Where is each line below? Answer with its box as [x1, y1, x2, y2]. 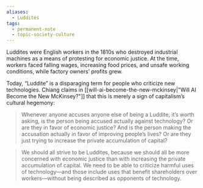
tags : [6, 20, 20, 26]
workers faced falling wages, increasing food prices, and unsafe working [6, 62, 190, 69]
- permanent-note [12, 26, 56, 32]
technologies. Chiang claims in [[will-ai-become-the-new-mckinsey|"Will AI [6, 86, 197, 93]
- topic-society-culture [12, 32, 75, 38]
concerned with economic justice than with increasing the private [21, 155, 186, 162]
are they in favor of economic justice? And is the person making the [21, 124, 191, 131]
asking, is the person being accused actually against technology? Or [21, 117, 193, 125]
